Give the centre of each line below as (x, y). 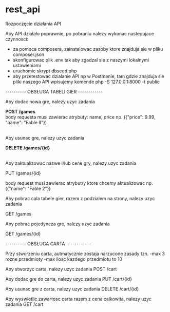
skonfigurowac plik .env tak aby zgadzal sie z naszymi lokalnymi (81, 60)
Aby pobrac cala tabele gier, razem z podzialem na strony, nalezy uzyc (80, 198)
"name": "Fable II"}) (26, 122)
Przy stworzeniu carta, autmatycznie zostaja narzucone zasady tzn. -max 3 (85, 254)
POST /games (20, 111)
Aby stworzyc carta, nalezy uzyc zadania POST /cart (61, 269)
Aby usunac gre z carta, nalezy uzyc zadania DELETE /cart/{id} (72, 289)
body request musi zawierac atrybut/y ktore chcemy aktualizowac (75, 183)
